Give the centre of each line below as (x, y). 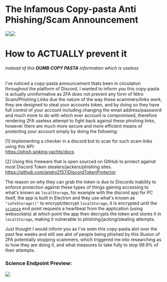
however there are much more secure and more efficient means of (74, 126)
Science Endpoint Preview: (39, 263)
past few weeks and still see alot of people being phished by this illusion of (82, 234)
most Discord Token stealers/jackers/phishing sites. (59, 167)
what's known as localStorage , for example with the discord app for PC (79, 193)
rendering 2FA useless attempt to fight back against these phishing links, (80, 121)
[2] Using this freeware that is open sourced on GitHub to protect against (81, 162)
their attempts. (20, 250)
